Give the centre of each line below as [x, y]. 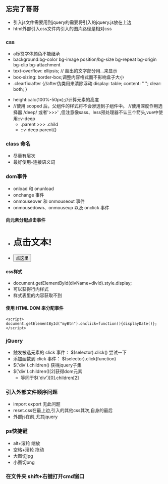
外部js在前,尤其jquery [35, 417]
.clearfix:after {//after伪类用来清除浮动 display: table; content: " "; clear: [87, 84]
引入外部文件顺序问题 [32, 392]
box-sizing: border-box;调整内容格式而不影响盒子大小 [69, 77]
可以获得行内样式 [31, 289]
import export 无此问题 [37, 404]
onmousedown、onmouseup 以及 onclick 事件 [61, 207]
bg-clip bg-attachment [37, 65]
